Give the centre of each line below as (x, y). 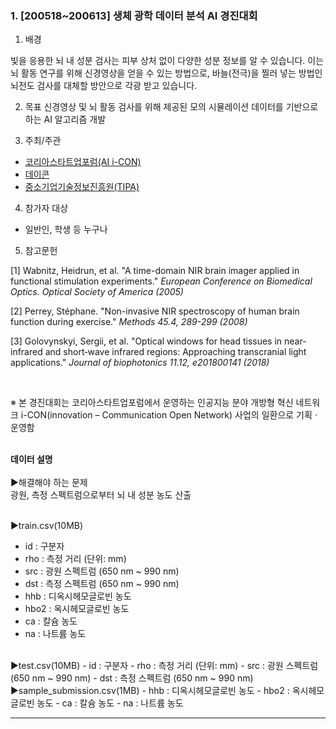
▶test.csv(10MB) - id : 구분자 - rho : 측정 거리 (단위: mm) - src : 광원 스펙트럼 (164, 666)
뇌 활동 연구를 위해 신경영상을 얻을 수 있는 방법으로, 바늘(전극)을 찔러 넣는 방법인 (166, 73)
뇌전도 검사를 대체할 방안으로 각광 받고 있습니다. (104, 86)
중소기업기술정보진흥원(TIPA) (82, 187)
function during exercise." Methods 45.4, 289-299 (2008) (129, 322)
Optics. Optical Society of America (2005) (97, 292)
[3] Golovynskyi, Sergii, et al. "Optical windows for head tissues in (146, 341)
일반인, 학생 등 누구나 (66, 229)
